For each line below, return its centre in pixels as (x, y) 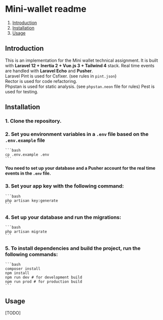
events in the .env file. (28, 173)
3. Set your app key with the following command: (65, 186)
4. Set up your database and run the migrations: (63, 217)
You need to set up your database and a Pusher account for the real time (80, 168)
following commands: (31, 254)
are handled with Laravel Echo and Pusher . (49, 71)
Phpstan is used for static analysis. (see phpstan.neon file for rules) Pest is (80, 86)
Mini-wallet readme (46, 9)
